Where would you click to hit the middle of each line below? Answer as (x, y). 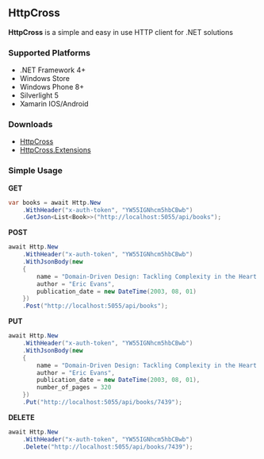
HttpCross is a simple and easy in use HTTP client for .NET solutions (121, 32)
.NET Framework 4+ (52, 70)
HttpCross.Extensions (55, 150)
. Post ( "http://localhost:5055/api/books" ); (96, 306)
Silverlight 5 (39, 95)
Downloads (31, 125)
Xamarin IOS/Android (54, 104)
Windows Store (44, 79)
